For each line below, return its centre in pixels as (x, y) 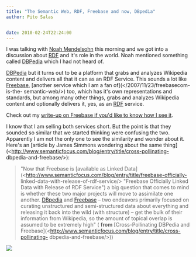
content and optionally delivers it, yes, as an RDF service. (75, 104)
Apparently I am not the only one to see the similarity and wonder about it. (95, 139)
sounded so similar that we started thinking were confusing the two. (88, 133)
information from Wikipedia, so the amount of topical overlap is (96, 218)
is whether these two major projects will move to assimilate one (97, 194)
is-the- (14, 92)
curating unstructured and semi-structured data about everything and (104, 206)
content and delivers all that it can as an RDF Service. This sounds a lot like (97, 79)
